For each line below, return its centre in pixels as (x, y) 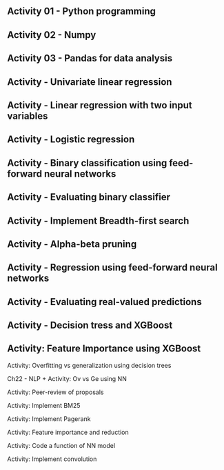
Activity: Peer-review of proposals (55, 392)
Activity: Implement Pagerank (49, 419)
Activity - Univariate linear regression (90, 82)
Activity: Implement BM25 (44, 405)
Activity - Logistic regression (71, 140)
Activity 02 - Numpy (52, 35)
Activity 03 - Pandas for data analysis (90, 58)
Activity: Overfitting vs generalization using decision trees (89, 365)
